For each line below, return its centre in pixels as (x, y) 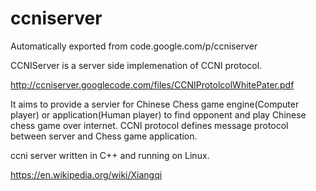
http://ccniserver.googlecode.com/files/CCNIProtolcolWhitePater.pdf (152, 84)
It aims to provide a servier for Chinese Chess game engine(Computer (155, 104)
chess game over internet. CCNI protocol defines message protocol (149, 125)
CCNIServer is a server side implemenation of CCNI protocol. (136, 65)
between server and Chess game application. (104, 136)
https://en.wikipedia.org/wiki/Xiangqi (86, 174)
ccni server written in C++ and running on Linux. (110, 155)
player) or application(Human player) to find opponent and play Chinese (158, 114)
